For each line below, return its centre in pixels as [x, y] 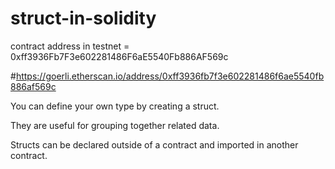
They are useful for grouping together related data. [115, 125]
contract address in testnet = [70, 46]
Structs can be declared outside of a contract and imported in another [154, 144]
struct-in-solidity [83, 18]
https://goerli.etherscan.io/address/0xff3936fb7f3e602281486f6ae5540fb [170, 76]
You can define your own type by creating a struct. [115, 106]
